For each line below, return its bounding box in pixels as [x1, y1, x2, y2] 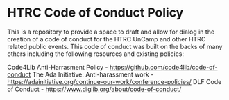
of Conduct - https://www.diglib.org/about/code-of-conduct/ [7, 85, 182, 93]
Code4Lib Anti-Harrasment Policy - [7, 63, 109, 71]
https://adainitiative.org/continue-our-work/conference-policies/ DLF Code [7, 77, 222, 86]
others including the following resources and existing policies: [7, 50, 184, 58]
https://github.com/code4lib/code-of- [110, 63, 218, 71]
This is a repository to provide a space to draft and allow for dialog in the [7, 28, 215, 36]
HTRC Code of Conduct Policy [7, 5, 184, 21]
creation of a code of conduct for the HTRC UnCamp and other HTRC [7, 34, 206, 43]
